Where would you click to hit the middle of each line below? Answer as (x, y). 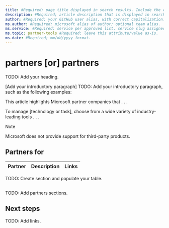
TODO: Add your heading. (32, 77)
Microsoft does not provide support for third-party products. (68, 136)
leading (13, 117)
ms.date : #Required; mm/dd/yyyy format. (48, 38)
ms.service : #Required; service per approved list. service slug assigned (85, 29)
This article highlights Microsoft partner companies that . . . (67, 102)
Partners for (25, 152)
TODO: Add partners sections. (36, 193)
